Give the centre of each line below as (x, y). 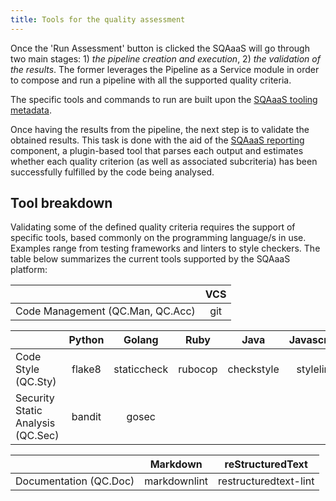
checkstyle (253, 369)
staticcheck (141, 369)
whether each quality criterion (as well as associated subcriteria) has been (164, 161)
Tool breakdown (61, 203)
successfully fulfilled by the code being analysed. (112, 172)
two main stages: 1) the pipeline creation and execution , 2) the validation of (165, 58)
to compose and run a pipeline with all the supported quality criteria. (151, 80)
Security (35, 398)
